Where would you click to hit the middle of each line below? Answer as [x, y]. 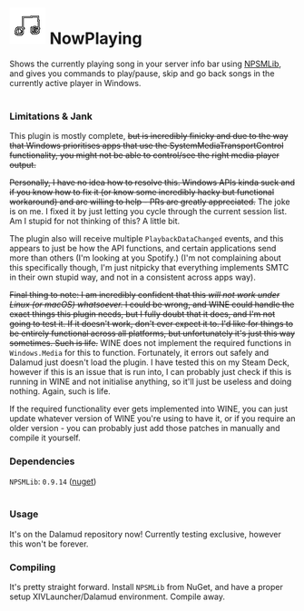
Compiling [33, 567]
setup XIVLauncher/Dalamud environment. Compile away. [117, 596]
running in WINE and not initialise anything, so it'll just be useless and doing [151, 382]
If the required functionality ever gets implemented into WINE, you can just [149, 409]
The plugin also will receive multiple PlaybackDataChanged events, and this [147, 239]
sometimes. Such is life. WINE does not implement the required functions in [151, 343]
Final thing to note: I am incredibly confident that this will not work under [145, 295]
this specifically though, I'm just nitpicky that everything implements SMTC [149, 268]
